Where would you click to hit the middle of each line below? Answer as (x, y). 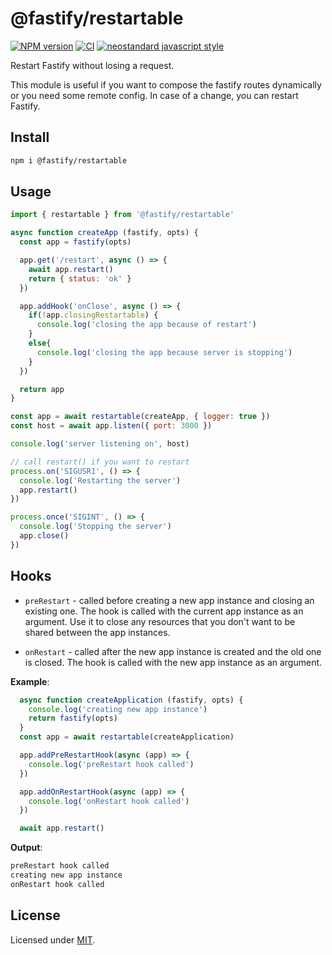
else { (40, 343)
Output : (26, 848)
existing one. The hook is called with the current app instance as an (164, 611)
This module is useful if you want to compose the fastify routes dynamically (166, 84)
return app (42, 389)
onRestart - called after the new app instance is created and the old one (173, 651)
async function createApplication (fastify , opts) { (131, 700)
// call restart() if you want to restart (100, 462)
